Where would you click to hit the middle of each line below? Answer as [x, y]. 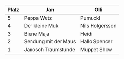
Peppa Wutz [38, 18]
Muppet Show [96, 49]
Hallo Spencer [97, 42]
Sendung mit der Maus [50, 42]
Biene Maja [37, 34]
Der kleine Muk [41, 26]
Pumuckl [91, 18]
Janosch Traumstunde [50, 49]
